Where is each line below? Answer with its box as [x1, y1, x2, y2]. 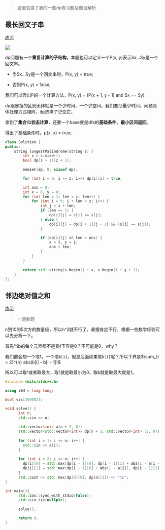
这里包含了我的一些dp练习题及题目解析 [17, 5, 96, 10]
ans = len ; [49, 245, 71, 249]
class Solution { [5, 139, 41, 145]
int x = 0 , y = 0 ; [23, 190, 61, 195]
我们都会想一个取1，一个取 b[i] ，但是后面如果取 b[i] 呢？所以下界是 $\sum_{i [5, 354, 159, 360]
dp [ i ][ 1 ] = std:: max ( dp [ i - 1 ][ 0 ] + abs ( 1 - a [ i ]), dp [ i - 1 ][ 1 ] [23, 466, 160, 471]
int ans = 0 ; [23, 185, 50, 190]
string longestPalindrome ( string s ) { [14, 149, 94, 154]
